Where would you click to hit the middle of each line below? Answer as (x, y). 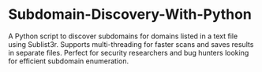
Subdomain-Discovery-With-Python (130, 14)
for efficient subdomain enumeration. (68, 61)
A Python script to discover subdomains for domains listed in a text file (123, 36)
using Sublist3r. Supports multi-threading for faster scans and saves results (131, 44)
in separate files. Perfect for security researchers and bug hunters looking (129, 52)
